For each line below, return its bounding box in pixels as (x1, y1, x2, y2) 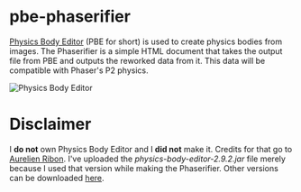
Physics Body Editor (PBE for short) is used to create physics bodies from (9, 36, 283, 47)
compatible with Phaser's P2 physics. (9, 65, 149, 76)
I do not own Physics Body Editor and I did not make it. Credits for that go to (9, 143, 293, 154)
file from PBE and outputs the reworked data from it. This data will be (9, 55, 266, 66)
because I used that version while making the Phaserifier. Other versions (9, 162, 279, 173)
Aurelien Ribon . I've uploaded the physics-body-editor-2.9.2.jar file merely (9, 153, 287, 164)
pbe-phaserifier (9, 6, 131, 27)
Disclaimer (9, 114, 92, 134)
